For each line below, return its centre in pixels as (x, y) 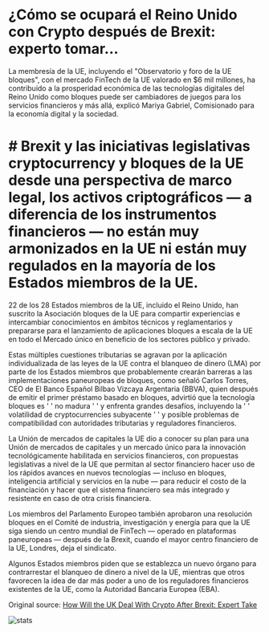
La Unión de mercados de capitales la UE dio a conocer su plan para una (129, 438)
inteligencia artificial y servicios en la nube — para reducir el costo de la (127, 481)
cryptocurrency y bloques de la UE (126, 163)
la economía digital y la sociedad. (63, 113)
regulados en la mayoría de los (112, 266)
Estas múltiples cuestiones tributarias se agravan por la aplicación (118, 354)
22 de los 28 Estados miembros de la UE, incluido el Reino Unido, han (124, 305)
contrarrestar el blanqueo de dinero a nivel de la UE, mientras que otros (126, 572)
